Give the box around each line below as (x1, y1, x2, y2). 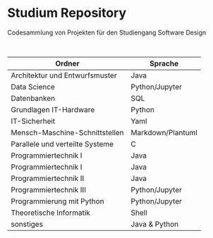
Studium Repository (7, 5, 127, 21)
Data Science (11, 82, 55, 92)
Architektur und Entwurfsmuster (11, 70, 118, 80)
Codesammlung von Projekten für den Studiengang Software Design (7, 28, 207, 37)
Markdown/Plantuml (130, 127, 197, 137)
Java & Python (130, 219, 178, 229)
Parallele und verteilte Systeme (11, 139, 114, 149)
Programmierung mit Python (11, 196, 104, 206)
